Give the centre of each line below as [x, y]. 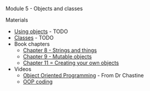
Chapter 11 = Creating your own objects [71, 63]
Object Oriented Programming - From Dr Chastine [83, 75]
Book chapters [32, 44]
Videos [23, 69]
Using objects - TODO [41, 31]
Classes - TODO [34, 38]
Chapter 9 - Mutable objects [57, 56]
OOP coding [38, 82]
